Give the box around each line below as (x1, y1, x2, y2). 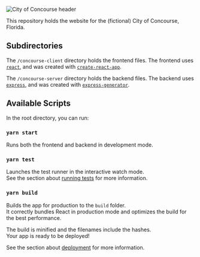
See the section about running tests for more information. (6, 175, 148, 182)
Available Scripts (6, 99, 71, 109)
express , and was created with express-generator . (6, 81, 130, 88)
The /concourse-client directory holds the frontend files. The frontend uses (6, 57, 193, 64)
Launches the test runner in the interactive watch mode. (6, 168, 145, 176)
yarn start (6, 129, 38, 136)
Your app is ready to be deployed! (6, 232, 90, 239)
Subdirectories (6, 41, 63, 51)
